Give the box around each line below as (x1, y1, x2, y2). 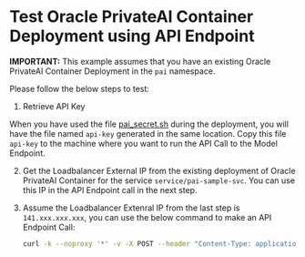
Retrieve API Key (22, 100, 86, 111)
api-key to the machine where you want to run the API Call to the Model (9, 138, 278, 149)
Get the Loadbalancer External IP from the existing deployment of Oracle (22, 165, 296, 176)
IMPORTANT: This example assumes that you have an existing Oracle (9, 56, 271, 67)
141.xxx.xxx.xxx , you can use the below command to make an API (22, 211, 272, 222)
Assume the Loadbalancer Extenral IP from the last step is (22, 202, 240, 213)
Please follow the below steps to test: (9, 83, 150, 94)
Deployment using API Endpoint (9, 26, 255, 46)
